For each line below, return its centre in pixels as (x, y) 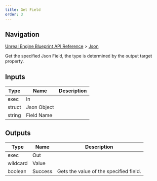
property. (15, 61)
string (14, 116)
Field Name (39, 116)
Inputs (15, 77)
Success (42, 171)
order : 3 (14, 14)
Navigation (22, 34)
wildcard (18, 163)
